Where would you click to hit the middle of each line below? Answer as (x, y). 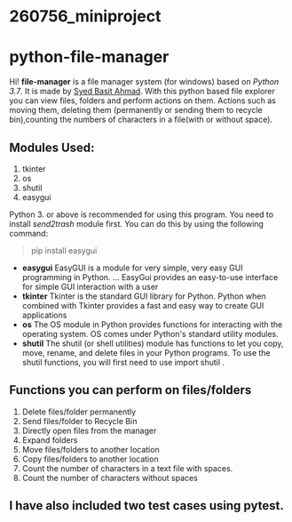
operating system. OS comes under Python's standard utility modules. (150, 333)
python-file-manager (89, 57)
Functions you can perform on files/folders (130, 390)
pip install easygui (64, 250)
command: (29, 233)
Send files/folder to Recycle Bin (79, 421)
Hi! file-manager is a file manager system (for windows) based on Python (144, 82)
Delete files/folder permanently (79, 412)
